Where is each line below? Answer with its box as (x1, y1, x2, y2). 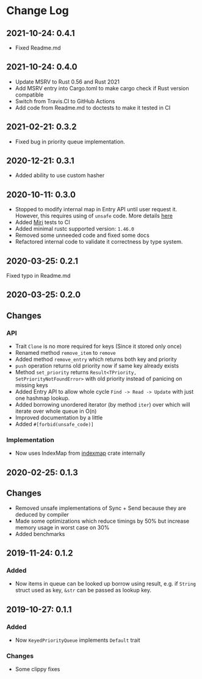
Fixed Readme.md (15, 44, 61, 51)
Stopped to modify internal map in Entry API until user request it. (15, 206, 178, 213)
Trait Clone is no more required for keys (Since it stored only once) (15, 343, 182, 350)
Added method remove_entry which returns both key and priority (15, 355, 177, 363)
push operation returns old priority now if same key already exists (15, 362, 179, 369)
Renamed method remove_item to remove (15, 349, 116, 357)
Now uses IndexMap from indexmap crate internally (15, 449, 145, 457)
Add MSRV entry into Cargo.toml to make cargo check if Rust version (15, 84, 189, 92)
